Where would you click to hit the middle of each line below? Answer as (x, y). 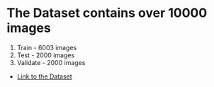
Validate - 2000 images (51, 62)
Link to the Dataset (44, 76)
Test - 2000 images (46, 55)
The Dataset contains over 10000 (107, 13)
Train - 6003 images (47, 47)
